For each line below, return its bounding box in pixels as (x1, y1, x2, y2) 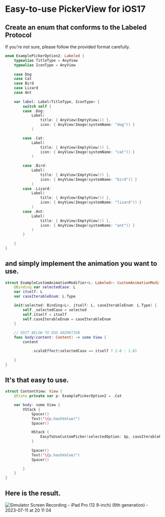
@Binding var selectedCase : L (14, 285, 76, 290)
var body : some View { (14, 403, 60, 407)
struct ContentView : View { (5, 389, 63, 394)
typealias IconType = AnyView (14, 63, 76, 68)
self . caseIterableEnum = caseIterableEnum (23, 317, 111, 322)
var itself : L (14, 290, 43, 295)
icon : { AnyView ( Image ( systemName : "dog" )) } (40, 122, 135, 127)
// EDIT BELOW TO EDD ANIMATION (14, 331, 80, 335)
